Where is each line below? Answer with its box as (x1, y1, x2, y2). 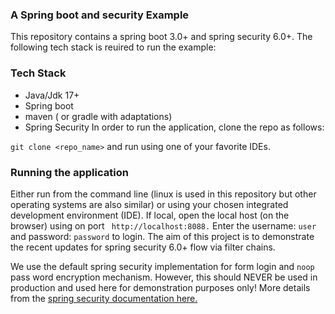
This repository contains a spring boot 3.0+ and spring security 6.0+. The (10, 31, 313, 43)
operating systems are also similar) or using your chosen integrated (10, 198, 289, 210)
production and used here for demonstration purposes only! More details (10, 281, 311, 293)
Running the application (10, 165, 129, 179)
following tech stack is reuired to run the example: (10, 41, 217, 53)
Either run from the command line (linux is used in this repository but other (10, 188, 317, 200)
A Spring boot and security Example (10, 8, 190, 22)
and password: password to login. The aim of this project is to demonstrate (10, 230, 315, 242)
